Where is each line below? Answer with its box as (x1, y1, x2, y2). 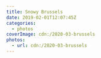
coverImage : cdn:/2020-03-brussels (6, 31, 96, 37)
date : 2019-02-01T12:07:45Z (6, 14, 77, 21)
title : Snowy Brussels (6, 8, 63, 15)
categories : (6, 20, 36, 26)
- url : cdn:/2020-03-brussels (11, 43, 87, 49)
